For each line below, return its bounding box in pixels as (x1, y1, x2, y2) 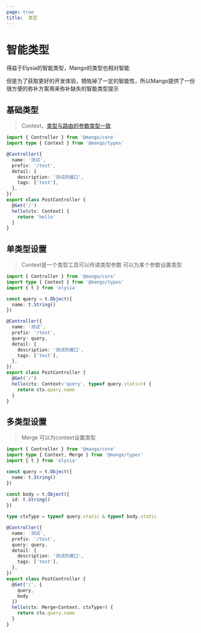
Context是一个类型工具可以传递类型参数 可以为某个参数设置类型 (21, 261, 182, 268)
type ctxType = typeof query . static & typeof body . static (6, 514, 157, 520)
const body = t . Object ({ (6, 491, 70, 497)
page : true (6, 9, 34, 15)
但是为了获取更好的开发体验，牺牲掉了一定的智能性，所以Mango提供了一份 (6, 77, 196, 85)
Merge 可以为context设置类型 (21, 434, 96, 441)
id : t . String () (12, 497, 51, 503)
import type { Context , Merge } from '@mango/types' (6, 452, 144, 458)
